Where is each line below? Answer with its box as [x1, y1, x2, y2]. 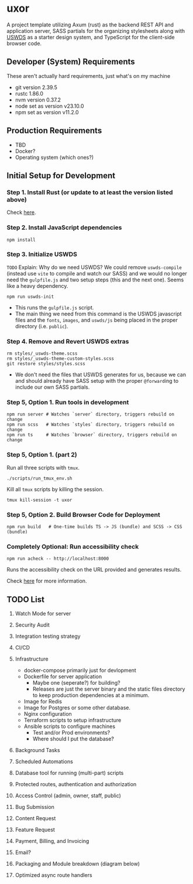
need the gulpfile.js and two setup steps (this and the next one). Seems [6, 276, 184, 283]
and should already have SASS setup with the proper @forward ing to [15, 378, 179, 385]
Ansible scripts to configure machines [23, 723, 116, 730]
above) [6, 195, 27, 203]
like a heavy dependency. [6, 282, 68, 289]
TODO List [6, 594, 44, 604]
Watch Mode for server [15, 610, 71, 617]
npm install [6, 237, 36, 243]
